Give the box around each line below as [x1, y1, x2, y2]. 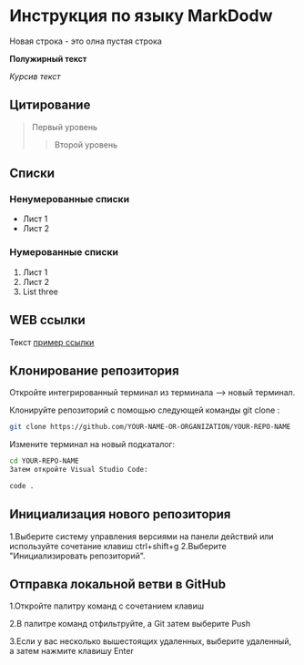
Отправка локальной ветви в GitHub [9, 577, 227, 592]
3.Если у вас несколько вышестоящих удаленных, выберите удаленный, [9, 636, 292, 647]
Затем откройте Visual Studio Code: [9, 465, 148, 475]
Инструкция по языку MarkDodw [9, 5, 273, 26]
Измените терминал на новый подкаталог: [9, 439, 176, 450]
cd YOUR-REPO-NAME [9, 456, 79, 465]
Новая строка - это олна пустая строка [9, 36, 162, 46]
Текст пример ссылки [9, 336, 95, 347]
